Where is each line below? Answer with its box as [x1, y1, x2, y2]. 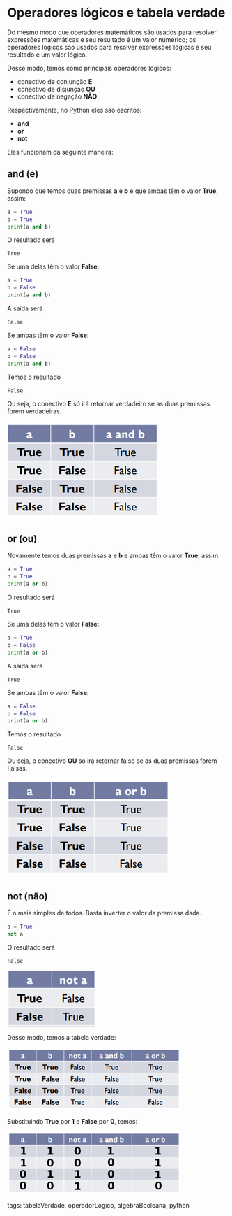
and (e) [7, 168, 39, 180]
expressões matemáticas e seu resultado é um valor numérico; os [7, 35, 196, 43]
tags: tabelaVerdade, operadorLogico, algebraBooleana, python [7, 1201, 190, 1209]
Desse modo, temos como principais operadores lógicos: [7, 64, 171, 72]
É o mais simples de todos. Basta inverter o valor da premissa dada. [7, 909, 202, 917]
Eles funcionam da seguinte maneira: [7, 148, 114, 156]
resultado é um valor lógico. [7, 50, 88, 59]
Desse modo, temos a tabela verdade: [7, 1033, 116, 1041]
